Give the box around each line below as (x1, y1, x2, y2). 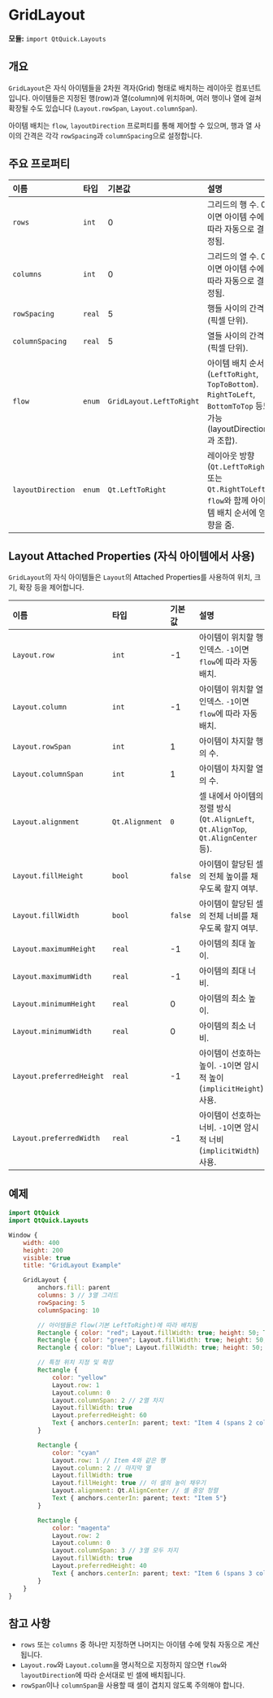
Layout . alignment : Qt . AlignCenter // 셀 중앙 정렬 (51, 1486, 219, 1495)
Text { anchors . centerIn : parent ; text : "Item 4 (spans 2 (51, 1419, 253, 1427)
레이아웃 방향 (206, 450, 255, 461)
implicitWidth (201, 1146, 257, 1156)
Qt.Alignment (112, 818, 162, 827)
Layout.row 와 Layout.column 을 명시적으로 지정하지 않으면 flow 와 (19, 1660, 227, 1670)
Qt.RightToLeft (206, 484, 266, 494)
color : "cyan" (51, 1448, 100, 1457)
